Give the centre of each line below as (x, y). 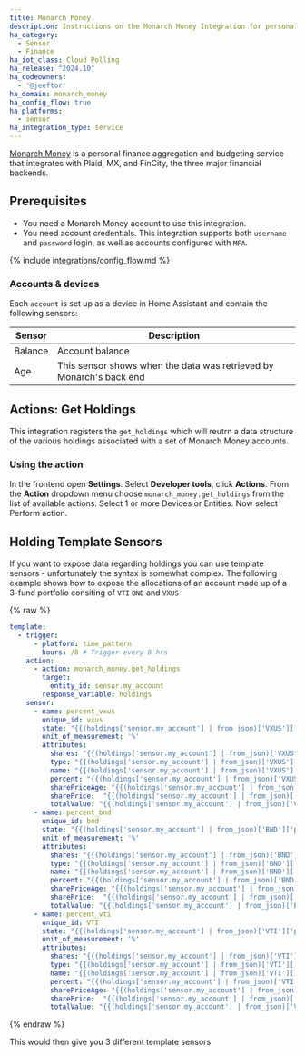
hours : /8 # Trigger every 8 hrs (105, 652)
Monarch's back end (101, 377)
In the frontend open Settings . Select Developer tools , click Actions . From (149, 484)
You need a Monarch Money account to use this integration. (134, 223)
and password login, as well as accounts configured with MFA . (135, 243)
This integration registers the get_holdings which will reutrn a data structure (152, 431)
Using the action (46, 464)
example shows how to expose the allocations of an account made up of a (148, 583)
